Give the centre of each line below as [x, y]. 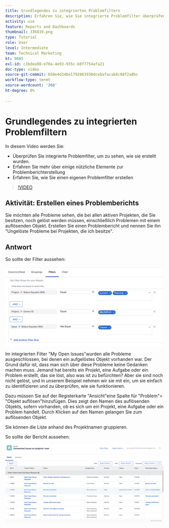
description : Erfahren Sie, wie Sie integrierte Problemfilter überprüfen [85, 16]
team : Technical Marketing [33, 53]
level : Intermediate [27, 48]
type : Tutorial [21, 37]
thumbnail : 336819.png [29, 32]
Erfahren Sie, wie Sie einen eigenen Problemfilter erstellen [73, 177]
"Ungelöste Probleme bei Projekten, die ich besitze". [59, 231]
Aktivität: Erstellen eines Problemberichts [72, 203]
